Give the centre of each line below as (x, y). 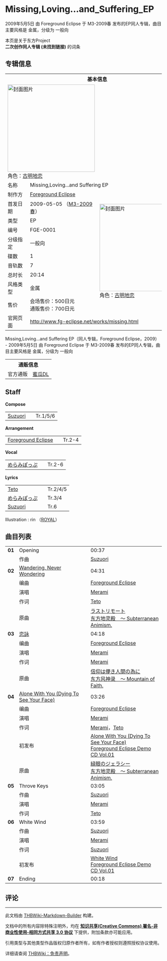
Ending (27, 879)
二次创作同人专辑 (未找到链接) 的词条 (43, 46)
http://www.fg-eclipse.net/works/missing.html (84, 321)
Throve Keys (34, 786)
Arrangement (19, 428)
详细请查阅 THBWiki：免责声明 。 (39, 954)
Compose (15, 404)
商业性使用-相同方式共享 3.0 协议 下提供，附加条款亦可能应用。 (70, 932)
